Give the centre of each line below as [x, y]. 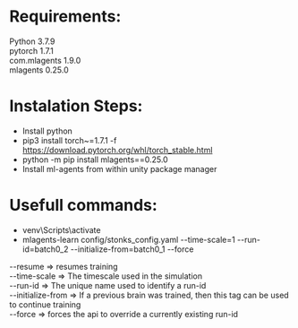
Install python [47, 131]
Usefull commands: [84, 206]
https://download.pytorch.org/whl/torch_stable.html [117, 150]
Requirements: [65, 17]
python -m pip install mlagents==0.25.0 [95, 160]
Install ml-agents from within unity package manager [119, 168]
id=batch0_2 [45, 249]
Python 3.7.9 [32, 41]
